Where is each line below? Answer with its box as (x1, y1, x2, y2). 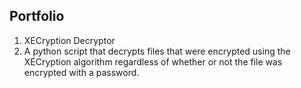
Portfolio (9, 8, 65, 25)
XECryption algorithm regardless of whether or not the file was (23, 55, 283, 68)
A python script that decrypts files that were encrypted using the (23, 45, 291, 57)
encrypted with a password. (23, 66, 140, 78)
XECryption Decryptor (23, 34, 116, 46)
